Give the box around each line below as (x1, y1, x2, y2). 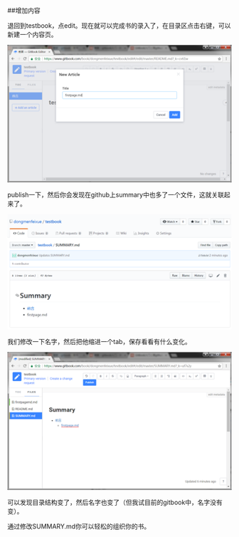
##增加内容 (7, 6, 41, 14)
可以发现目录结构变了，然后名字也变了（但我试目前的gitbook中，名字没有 (7, 498, 223, 506)
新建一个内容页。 (7, 31, 58, 38)
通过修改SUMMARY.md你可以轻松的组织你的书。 (7, 522, 151, 531)
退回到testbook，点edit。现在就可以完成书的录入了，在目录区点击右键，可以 (7, 21, 231, 30)
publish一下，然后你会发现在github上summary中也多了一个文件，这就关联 (7, 191, 224, 199)
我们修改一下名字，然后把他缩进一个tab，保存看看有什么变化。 (7, 338, 192, 346)
